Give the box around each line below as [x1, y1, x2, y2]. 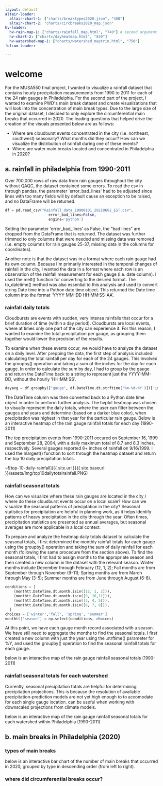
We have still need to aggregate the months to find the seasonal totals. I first [5, 630, 158, 636]
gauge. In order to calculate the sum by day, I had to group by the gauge [5, 366, 149, 372]
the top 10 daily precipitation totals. [5, 456, 75, 462]
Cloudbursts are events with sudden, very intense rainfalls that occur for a [5, 315, 153, 321]
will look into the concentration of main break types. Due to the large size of [5, 105, 157, 111]
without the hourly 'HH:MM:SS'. [13, 376, 77, 382]
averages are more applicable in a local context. [5, 524, 101, 530]
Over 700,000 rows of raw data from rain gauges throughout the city [5, 178, 142, 184]
